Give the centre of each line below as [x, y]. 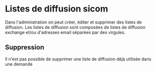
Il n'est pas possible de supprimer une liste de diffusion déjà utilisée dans [78, 59]
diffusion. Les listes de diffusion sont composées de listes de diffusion [75, 27]
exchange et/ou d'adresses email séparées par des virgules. [65, 32]
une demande [19, 64]
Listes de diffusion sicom [56, 9]
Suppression [25, 47]
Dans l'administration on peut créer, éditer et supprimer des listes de [73, 22]
